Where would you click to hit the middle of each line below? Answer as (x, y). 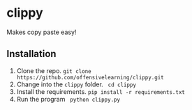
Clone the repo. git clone (54, 70)
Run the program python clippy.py (68, 99)
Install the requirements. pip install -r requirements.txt (101, 91)
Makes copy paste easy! (42, 32)
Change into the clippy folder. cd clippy (76, 84)
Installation (31, 54)
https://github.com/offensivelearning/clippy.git (90, 77)
